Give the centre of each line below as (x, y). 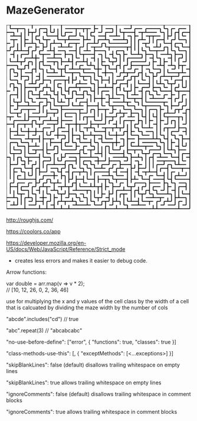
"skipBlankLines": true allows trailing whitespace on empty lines (84, 383)
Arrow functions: (27, 272)
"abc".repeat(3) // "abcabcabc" (44, 330)
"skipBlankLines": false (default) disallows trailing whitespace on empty (93, 365)
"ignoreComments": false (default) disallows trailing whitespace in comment (98, 394)
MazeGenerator (45, 10)
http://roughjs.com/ (30, 220)
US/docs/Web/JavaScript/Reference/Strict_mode (66, 249)
